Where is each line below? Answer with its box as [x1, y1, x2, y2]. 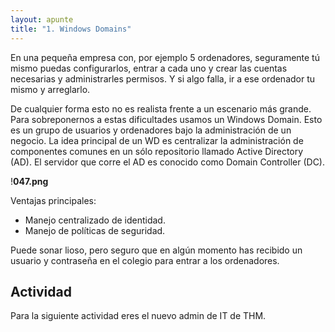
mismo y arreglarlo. [10, 83, 91, 95]
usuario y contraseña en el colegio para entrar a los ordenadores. [10, 254, 280, 266]
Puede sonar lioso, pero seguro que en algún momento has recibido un [10, 244, 303, 256]
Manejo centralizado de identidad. [24, 214, 166, 226]
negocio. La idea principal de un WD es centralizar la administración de [10, 134, 304, 146]
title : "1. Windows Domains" [10, 24, 132, 34]
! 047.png [10, 175, 49, 187]
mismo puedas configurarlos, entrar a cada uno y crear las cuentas [10, 62, 288, 74]
